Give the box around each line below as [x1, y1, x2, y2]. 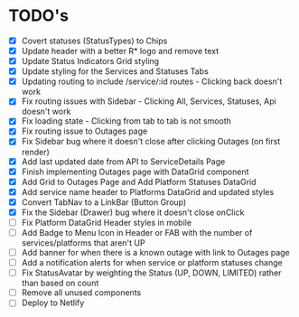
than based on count [21, 277, 99, 289]
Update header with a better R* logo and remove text [21, 46, 220, 56]
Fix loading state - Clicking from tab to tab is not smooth [21, 116, 232, 126]
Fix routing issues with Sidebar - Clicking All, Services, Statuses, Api [21, 96, 276, 107]
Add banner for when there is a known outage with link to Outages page [21, 247, 290, 257]
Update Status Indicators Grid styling [21, 56, 160, 67]
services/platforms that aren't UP [21, 238, 145, 248]
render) [21, 146, 51, 157]
